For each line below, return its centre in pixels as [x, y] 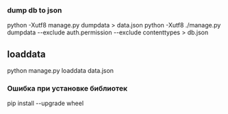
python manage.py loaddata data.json [61, 71]
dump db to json [35, 10]
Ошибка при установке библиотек [67, 89]
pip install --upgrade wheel [46, 103]
